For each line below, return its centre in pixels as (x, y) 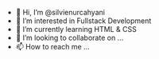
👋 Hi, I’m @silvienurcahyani (60, 12)
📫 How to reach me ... (52, 47)
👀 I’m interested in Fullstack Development (83, 21)
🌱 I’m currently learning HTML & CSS (76, 29)
